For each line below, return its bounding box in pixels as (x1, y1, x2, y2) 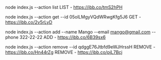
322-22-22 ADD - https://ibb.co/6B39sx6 (19, 34, 106, 40)
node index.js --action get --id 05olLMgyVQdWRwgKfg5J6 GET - (5, 14, 141, 19)
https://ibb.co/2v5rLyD (5, 19, 52, 25)
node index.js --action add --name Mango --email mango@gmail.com (5, 29, 151, 34)
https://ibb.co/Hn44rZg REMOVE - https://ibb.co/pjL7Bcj (5, 49, 123, 55)
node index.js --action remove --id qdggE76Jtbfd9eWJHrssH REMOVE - (5, 44, 155, 49)
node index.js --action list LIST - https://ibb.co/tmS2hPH (5, 4, 123, 10)
